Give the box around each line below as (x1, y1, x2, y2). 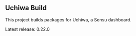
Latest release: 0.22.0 (5, 26, 50, 32)
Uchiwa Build (5, 4, 47, 12)
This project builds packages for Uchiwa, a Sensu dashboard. (5, 17, 132, 22)
